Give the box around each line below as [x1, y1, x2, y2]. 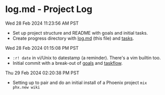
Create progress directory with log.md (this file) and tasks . [12, 35, 134, 41]
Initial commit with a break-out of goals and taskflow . [12, 60, 123, 66]
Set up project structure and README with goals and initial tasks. [12, 30, 148, 36]
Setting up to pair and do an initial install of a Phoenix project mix [12, 79, 147, 85]
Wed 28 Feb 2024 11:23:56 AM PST [5, 20, 79, 26]
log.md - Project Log [5, 4, 92, 15]
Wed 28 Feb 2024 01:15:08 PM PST [5, 45, 79, 51]
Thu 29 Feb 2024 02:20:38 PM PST [5, 69, 80, 76]
